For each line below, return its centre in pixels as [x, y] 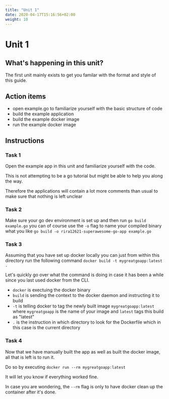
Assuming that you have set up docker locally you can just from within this [82, 255]
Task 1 [13, 155]
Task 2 [14, 209]
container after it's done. [31, 392]
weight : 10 [17, 19]
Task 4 [14, 341]
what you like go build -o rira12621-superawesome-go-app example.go [78, 231]
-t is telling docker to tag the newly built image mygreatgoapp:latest [83, 306]
